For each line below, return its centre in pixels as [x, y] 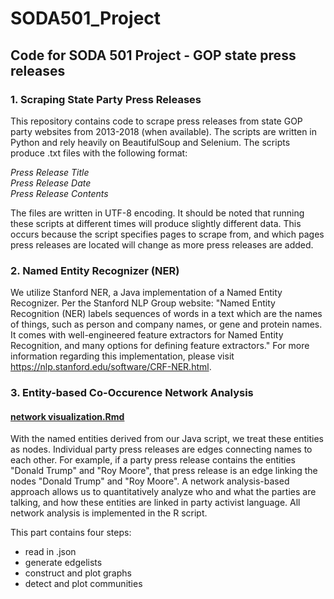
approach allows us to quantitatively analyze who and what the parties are [163, 492]
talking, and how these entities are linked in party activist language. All [155, 503]
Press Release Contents [59, 193]
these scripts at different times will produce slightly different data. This [156, 223]
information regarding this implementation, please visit [122, 356]
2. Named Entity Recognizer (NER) [95, 270]
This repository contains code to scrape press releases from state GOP [156, 121]
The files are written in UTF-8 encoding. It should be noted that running [157, 213]
